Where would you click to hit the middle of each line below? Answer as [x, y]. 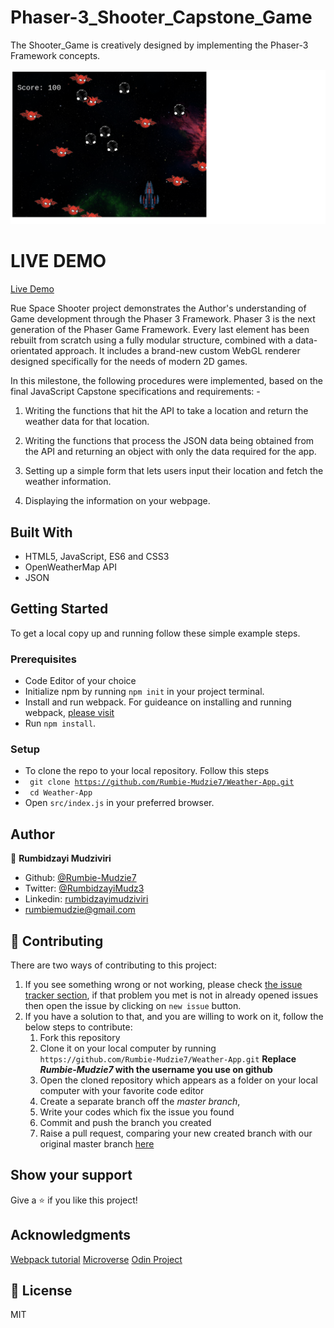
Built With [41, 532]
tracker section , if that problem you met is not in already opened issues [171, 995]
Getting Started [59, 609]
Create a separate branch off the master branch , [140, 1102]
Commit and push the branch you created [125, 1123]
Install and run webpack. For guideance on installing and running [158, 702]
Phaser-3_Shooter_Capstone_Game [161, 17]
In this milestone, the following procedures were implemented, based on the [167, 381]
